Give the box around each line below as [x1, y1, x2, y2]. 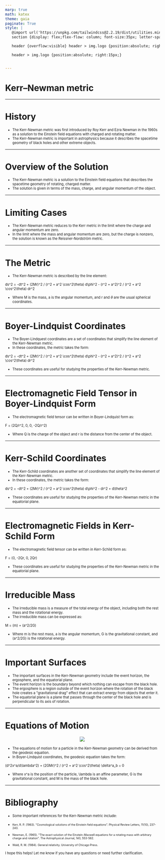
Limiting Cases [5, 207, 67, 218]
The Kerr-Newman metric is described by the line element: [12, 274, 107, 278]
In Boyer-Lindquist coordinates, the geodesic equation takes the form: [12, 755, 126, 759]
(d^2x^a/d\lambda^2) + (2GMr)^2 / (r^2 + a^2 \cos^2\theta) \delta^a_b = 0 [5, 763, 124, 768]
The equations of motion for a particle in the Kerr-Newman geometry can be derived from [12, 746, 158, 751]
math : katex [5, 12, 29, 17]
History [5, 111, 36, 122]
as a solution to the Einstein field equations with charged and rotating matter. [12, 132, 137, 137]
